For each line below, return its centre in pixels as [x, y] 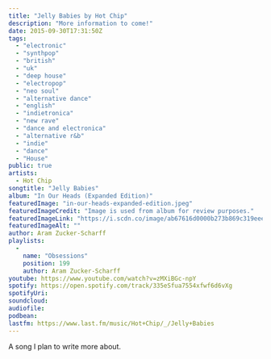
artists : [23, 173]
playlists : [27, 241]
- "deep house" [41, 76]
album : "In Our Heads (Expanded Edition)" [81, 196]
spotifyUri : [28, 294]
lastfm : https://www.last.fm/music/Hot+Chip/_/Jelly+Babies [112, 324]
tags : [17, 38]
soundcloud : [28, 301]
